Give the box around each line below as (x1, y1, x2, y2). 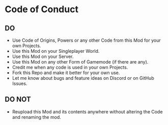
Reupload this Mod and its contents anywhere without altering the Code (12, 108, 163, 115)
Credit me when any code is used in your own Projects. (12, 65, 128, 70)
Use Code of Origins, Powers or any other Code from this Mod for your (12, 37, 161, 43)
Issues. (12, 80, 27, 86)
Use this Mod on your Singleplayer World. (12, 48, 100, 54)
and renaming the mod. (12, 114, 62, 120)
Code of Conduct (5, 4, 78, 15)
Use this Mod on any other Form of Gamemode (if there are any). (12, 59, 149, 65)
